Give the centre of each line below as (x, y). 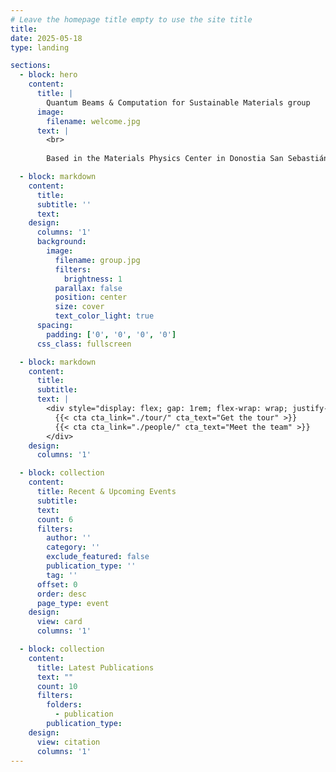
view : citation (68, 742)
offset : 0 (57, 584)
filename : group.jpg (97, 260)
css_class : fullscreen (84, 344)
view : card (59, 622)
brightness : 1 (93, 279)
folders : (64, 705)
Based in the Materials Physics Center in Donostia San (165, 159)
